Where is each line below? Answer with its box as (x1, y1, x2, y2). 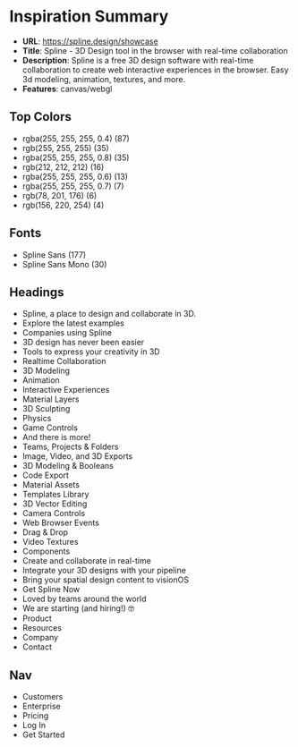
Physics (21, 413, 52, 424)
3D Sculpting (21, 403, 71, 414)
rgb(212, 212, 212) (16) (21, 161, 105, 172)
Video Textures (21, 537, 79, 548)
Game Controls (21, 422, 79, 433)
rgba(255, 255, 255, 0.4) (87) (21, 132, 130, 144)
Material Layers (21, 394, 80, 404)
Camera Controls (21, 508, 86, 519)
